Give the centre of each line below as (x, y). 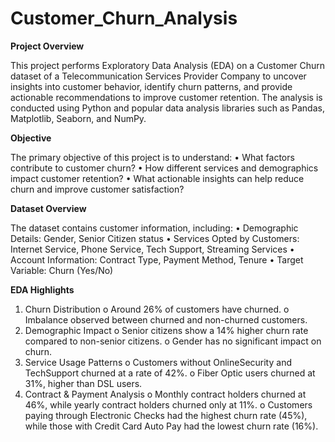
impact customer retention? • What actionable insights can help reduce (157, 178)
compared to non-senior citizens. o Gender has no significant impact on (173, 341)
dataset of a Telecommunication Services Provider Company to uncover (158, 76)
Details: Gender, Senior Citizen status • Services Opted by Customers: (155, 238)
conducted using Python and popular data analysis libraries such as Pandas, (167, 108)
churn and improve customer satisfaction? (97, 189)
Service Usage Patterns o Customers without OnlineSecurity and (158, 362)
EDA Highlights (42, 289)
